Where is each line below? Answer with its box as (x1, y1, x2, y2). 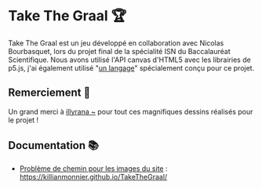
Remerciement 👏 (8, 86, 91, 100)
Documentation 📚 (8, 139, 100, 152)
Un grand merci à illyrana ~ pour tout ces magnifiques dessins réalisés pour (8, 107, 253, 116)
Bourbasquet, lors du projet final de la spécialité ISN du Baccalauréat (8, 46, 231, 56)
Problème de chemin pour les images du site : (19, 163, 168, 173)
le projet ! (8, 115, 39, 125)
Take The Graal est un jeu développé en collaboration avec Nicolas (8, 38, 224, 48)
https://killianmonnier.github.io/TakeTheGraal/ (19, 172, 168, 181)
